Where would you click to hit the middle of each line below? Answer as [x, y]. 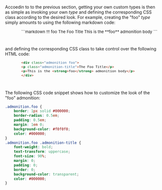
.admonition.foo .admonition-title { [43, 142]
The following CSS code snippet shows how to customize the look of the [78, 93]
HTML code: [17, 54]
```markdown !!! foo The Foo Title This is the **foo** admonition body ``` [89, 32]
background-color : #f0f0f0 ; [42, 129]
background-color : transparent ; [46, 174]
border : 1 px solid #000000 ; [42, 111]
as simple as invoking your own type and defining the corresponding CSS [78, 12]
